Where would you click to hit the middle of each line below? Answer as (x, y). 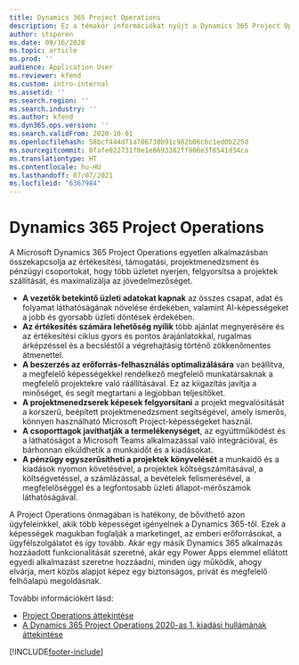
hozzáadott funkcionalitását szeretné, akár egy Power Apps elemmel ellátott (149, 553)
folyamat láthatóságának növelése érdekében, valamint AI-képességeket (155, 308)
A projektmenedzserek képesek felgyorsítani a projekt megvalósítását (153, 403)
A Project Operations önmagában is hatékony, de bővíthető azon (127, 515)
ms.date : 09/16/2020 (48, 42)
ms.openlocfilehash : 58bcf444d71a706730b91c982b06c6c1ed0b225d (129, 142)
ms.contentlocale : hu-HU (55, 167)
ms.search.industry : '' (53, 109)
